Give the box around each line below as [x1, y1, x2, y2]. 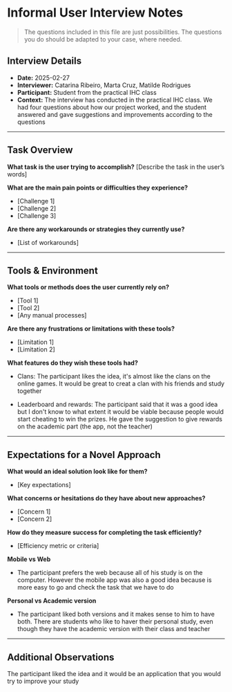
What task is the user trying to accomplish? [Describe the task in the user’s [7, 163, 225, 171]
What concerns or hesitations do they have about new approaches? [7, 494, 206, 502]
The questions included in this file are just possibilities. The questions [23, 28, 222, 36]
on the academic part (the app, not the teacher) [17, 422, 153, 430]
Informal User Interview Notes [7, 5, 184, 21]
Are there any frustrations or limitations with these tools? [7, 325, 175, 333]
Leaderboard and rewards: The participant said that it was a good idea [17, 400, 218, 409]
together [17, 387, 42, 395]
